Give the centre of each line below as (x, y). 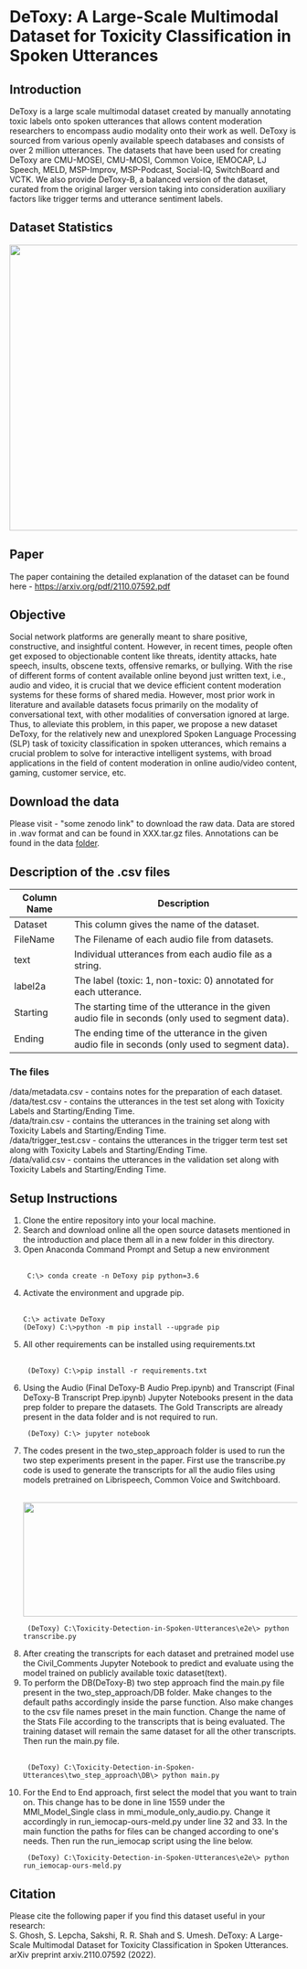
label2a (30, 987)
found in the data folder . (55, 843)
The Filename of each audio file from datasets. (174, 939)
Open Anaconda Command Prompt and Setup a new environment (146, 1249)
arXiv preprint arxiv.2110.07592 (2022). (83, 1954)
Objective (38, 615)
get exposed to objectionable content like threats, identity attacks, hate (143, 657)
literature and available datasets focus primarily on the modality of (134, 705)
